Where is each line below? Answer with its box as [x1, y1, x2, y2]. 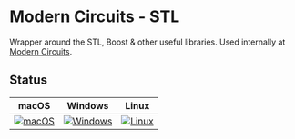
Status [9, 73, 48, 88]
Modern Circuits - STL [9, 6, 180, 27]
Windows [66, 99, 109, 112]
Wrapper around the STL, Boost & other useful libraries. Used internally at [9, 36, 286, 47]
